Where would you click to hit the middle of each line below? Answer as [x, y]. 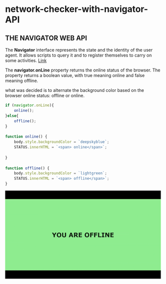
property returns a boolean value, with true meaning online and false [75, 75]
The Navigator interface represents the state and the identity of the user [79, 50]
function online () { [26, 137]
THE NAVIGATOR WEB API [46, 38]
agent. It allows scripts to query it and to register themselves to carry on [79, 55]
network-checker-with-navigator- [77, 9]
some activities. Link [26, 60]
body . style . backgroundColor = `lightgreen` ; [61, 173]
